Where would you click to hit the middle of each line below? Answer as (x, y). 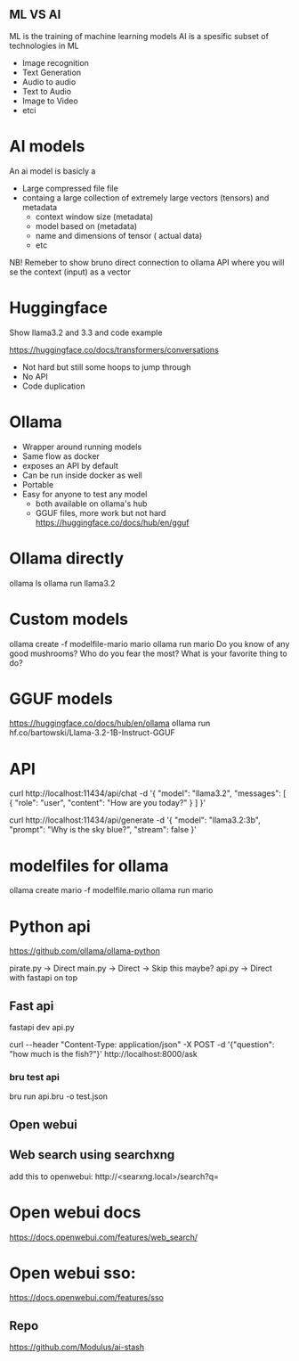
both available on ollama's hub (91, 504)
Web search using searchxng (92, 1155)
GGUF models (61, 698)
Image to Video (50, 101)
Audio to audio (49, 82)
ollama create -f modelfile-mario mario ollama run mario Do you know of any (149, 644)
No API (35, 376)
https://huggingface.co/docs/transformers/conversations (114, 349)
